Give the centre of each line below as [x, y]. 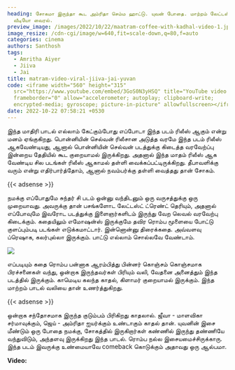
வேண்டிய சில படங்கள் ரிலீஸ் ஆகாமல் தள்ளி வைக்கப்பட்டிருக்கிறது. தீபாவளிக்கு [113, 162]
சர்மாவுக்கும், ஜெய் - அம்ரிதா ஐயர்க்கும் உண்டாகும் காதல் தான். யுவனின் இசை [111, 323]
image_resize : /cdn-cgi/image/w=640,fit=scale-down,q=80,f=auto [103, 33]
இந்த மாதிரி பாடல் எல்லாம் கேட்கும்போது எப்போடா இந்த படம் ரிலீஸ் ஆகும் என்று [117, 131]
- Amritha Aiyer [37, 59]
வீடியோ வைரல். [34, 20]
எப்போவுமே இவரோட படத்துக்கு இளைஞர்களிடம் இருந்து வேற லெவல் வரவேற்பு [113, 213]
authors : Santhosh [34, 46]
